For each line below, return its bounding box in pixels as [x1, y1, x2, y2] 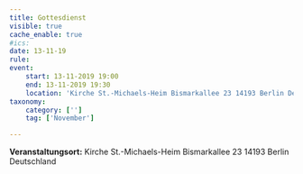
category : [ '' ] [25, 105, 83, 114]
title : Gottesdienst [9, 13, 87, 23]
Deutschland [9, 156, 57, 167]
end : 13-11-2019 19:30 [25, 80, 111, 89]
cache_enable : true [9, 30, 83, 39]
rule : [9, 55, 30, 64]
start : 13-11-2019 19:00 [25, 72, 119, 81]
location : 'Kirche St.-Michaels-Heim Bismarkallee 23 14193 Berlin [25, 88, 284, 97]
